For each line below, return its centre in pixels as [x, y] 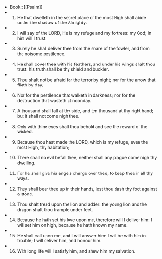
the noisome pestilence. [41, 54]
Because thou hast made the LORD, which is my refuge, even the [82, 142]
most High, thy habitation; [43, 147]
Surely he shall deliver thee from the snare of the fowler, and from [83, 49]
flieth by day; [30, 85]
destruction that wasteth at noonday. [54, 100]
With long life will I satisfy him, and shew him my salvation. [76, 251]
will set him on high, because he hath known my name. [72, 225]
